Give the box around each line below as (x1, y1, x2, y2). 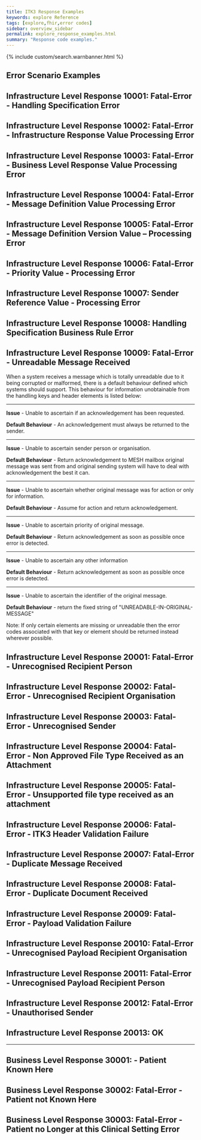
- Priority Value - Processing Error (6, 268, 136, 278)
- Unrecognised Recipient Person (6, 661, 133, 671)
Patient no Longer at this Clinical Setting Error (6, 1124, 180, 1134)
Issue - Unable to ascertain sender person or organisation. (6, 445, 151, 452)
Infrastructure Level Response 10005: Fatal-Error (6, 220, 194, 230)
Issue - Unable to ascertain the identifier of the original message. (6, 592, 167, 599)
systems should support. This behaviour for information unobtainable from (6, 386, 190, 393)
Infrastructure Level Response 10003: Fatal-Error (6, 151, 194, 161)
